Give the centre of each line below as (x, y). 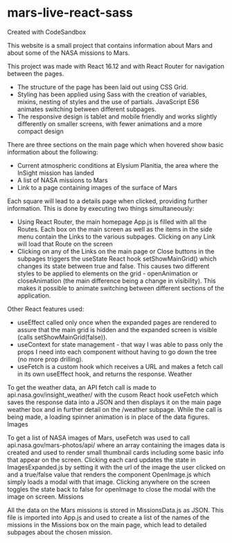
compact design (40, 131)
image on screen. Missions (46, 497)
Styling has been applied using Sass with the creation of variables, (112, 94)
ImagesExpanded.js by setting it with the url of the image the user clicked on (116, 467)
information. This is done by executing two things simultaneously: (101, 208)
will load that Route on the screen (65, 243)
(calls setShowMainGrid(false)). (62, 337)
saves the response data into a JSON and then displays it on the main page (114, 402)
